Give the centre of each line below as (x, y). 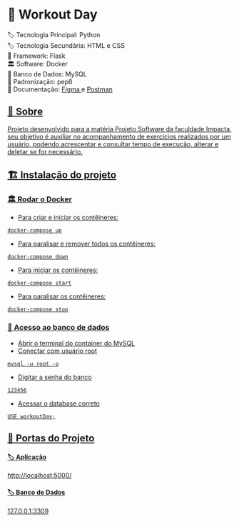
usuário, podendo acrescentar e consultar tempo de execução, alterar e (113, 144)
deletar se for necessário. (45, 151)
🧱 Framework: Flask (36, 56)
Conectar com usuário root (57, 351)
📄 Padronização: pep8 (40, 81)
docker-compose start (40, 283)
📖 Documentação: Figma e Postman (60, 89)
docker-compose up (35, 231)
